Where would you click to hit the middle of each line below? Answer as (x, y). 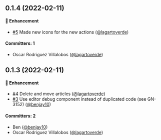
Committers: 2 (20, 116)
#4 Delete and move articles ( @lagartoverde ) (59, 94)
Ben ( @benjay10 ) (30, 127)
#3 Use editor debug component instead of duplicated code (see (79, 99)
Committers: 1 (20, 43)
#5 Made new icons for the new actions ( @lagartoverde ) (70, 32)
